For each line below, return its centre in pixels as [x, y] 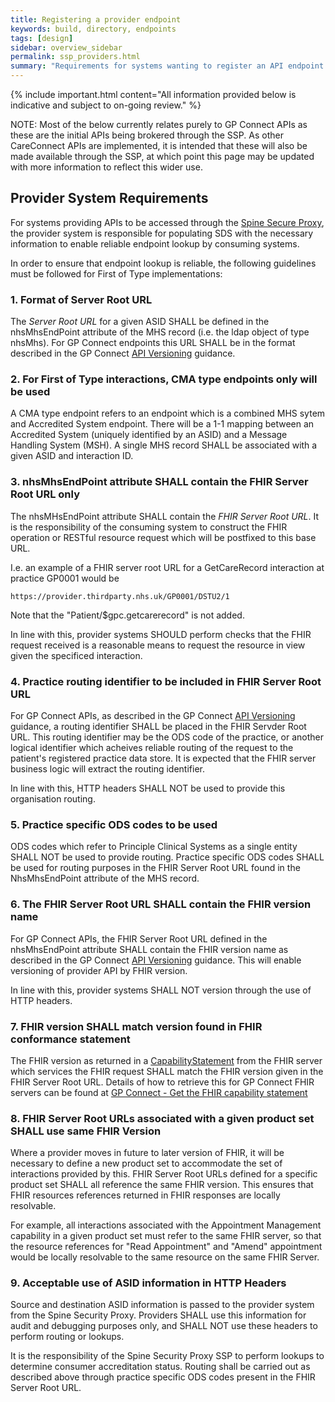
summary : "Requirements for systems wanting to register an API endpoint [167, 66]
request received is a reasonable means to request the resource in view [158, 645]
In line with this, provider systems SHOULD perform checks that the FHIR [161, 634]
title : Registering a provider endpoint [96, 19]
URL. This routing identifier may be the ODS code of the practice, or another [167, 737]
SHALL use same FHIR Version [86, 1131]
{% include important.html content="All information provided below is [153, 94]
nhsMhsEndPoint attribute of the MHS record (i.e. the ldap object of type [160, 332]
